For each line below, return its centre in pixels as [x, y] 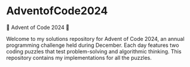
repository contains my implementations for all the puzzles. [79, 58]
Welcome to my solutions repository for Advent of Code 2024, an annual [95, 39]
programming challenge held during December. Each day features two [93, 45]
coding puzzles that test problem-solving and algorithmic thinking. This [94, 51]
